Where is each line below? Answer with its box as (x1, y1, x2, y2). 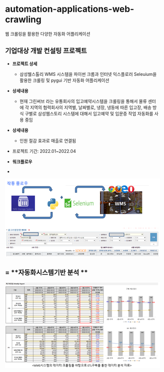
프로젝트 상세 (12, 61, 38, 67)
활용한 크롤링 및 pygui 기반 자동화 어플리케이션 (19, 77, 109, 83)
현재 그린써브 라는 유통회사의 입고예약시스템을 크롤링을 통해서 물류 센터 (19, 98, 156, 104)
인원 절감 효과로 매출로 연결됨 (19, 137, 76, 143)
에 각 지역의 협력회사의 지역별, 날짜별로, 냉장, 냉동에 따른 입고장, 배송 (19, 104, 152, 110)
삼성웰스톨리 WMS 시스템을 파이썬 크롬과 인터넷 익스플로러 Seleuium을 (19, 71, 157, 77)
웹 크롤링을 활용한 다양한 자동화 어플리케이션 (5, 31, 91, 36)
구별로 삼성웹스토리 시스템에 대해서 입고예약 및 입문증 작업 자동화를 (25, 110, 154, 116)
